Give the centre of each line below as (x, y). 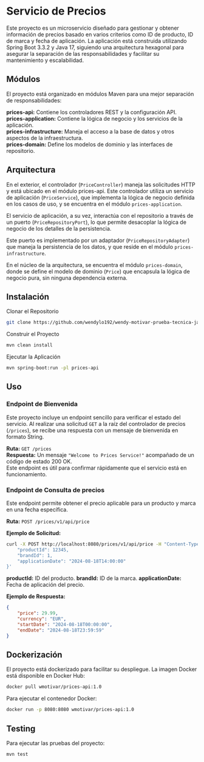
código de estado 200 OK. (39, 461)
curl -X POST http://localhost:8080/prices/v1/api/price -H (84, 544)
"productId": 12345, (43, 550)
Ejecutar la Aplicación (33, 357)
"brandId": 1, (35, 555)
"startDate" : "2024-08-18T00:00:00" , (65, 624)
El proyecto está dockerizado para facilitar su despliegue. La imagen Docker (102, 669)
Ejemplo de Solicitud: (34, 533)
